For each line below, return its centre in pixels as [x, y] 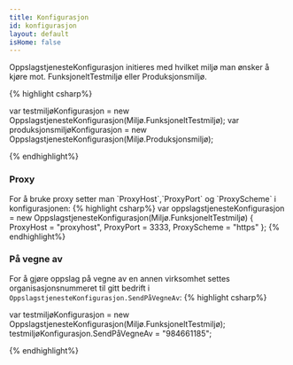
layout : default [39, 34]
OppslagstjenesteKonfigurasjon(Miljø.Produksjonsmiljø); [112, 139]
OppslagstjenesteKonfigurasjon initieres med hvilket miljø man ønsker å [139, 67]
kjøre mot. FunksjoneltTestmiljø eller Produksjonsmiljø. [108, 77]
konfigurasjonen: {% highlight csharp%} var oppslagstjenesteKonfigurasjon [147, 208]
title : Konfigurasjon [49, 17]
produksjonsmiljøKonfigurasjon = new [78, 130]
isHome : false [35, 42]
